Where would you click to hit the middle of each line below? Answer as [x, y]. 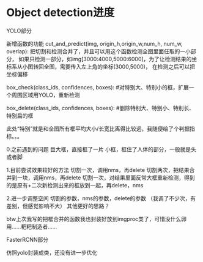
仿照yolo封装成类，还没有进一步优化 [52, 252]
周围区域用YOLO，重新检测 [46, 95]
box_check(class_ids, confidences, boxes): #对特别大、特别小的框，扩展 [98, 87]
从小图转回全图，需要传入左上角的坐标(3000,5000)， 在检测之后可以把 [106, 66]
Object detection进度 [61, 13]
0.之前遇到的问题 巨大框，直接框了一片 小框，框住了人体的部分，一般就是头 [102, 149]
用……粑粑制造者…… [32, 226]
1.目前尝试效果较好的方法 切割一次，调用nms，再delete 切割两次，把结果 [98, 170]
